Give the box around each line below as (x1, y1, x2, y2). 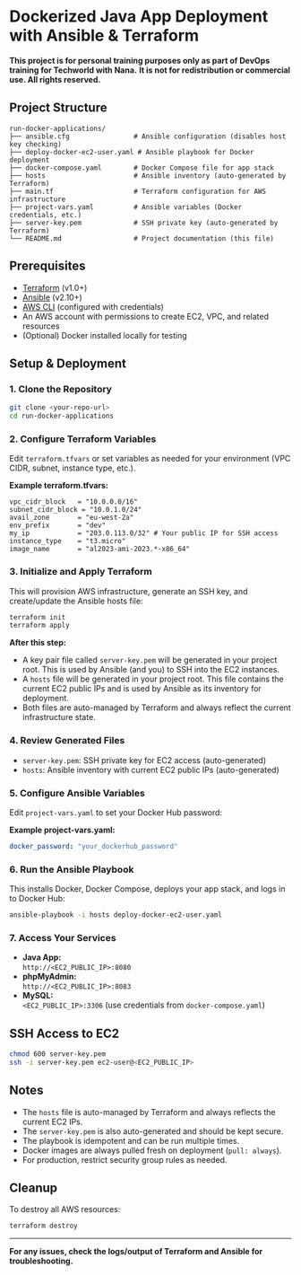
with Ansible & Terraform (9, 25, 200, 46)
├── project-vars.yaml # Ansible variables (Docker (9, 202, 243, 212)
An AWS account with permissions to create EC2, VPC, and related (21, 311, 269, 321)
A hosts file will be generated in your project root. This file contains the (21, 673, 284, 684)
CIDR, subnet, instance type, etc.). (9, 462, 136, 473)
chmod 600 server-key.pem (9, 1050, 106, 1059)
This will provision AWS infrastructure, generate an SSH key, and (9, 585, 248, 596)
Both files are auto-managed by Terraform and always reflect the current (21, 702, 291, 713)
